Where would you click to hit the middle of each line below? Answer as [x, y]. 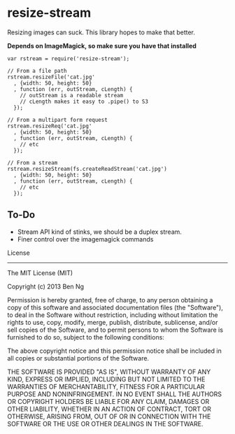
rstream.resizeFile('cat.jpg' [51, 77]
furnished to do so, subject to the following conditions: [86, 337]
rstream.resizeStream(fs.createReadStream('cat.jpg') [87, 169]
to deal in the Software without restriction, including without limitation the [113, 315]
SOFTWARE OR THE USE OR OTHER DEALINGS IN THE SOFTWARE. [105, 423]
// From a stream [33, 162]
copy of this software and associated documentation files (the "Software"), [115, 307]
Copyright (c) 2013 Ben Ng [46, 286]
